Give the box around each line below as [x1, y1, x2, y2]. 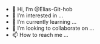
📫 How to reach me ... [12, 32, 68, 38]
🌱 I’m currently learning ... [12, 18, 77, 25]
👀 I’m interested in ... [12, 12, 64, 19]
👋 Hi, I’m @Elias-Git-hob [12, 6, 73, 12]
